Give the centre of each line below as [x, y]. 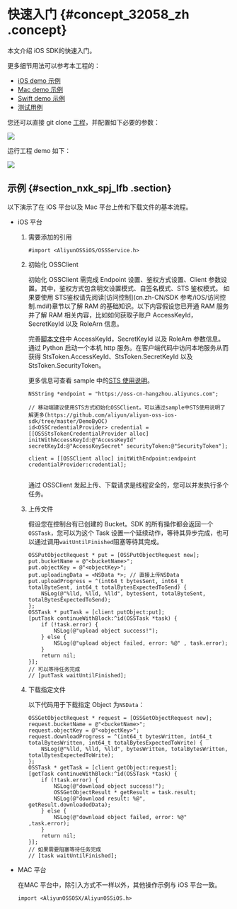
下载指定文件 [47, 689]
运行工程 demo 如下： [39, 150]
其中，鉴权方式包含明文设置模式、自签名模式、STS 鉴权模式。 [131, 288]
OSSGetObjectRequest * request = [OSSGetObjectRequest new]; [120, 718]
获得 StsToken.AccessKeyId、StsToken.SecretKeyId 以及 [110, 356]
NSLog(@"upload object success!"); [106, 631]
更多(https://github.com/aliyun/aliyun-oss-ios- [105, 415]
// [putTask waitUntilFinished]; [77, 675]
